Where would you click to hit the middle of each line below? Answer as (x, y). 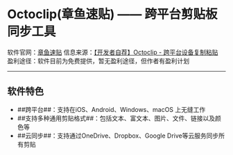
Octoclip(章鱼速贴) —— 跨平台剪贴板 (112, 14)
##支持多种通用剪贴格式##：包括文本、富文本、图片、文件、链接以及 (116, 118)
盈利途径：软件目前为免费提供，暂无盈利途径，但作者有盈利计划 (98, 60)
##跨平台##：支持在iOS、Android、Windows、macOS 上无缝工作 (111, 109)
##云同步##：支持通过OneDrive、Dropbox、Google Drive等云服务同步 (118, 136)
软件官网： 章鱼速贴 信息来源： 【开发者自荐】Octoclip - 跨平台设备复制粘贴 (113, 52)
